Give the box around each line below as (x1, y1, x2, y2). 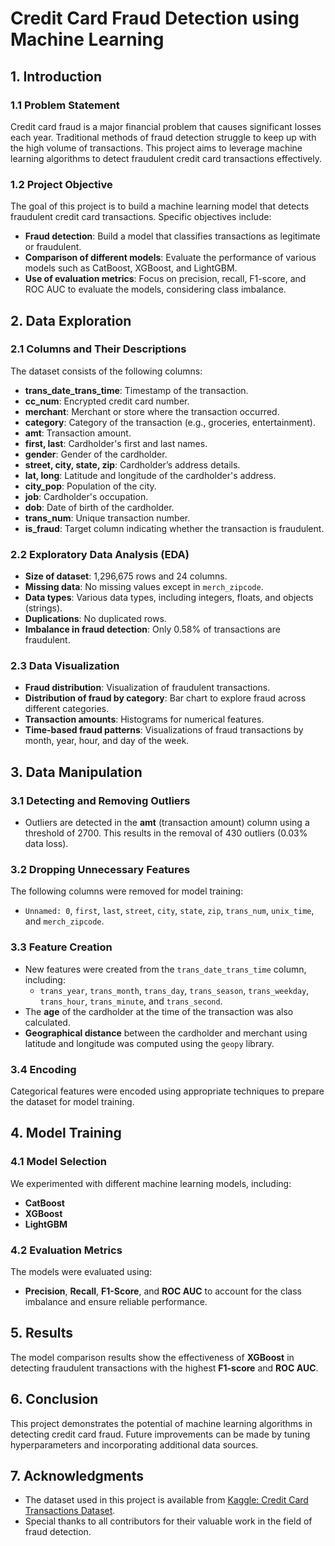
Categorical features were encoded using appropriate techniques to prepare (10, 1085, 325, 1097)
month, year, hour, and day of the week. (24, 735, 190, 747)
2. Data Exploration (10, 312, 132, 329)
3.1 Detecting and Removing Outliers (10, 793, 191, 807)
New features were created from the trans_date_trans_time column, (24, 963, 307, 975)
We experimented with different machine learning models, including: (10, 1177, 292, 1189)
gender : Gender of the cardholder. (24, 448, 168, 460)
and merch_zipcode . (24, 915, 105, 927)
